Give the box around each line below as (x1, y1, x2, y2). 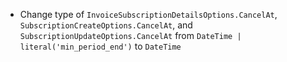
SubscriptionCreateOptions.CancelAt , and (19, 19, 193, 31)
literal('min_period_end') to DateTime (19, 40, 182, 52)
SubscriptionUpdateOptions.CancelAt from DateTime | (19, 30, 242, 41)
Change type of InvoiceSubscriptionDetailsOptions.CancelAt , (19, 9, 278, 20)
